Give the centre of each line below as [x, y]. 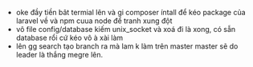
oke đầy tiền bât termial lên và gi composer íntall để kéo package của [131, 12]
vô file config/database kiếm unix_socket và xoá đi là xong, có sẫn [126, 29]
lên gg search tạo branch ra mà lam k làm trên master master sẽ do [127, 46]
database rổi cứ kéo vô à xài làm [69, 37]
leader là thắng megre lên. [59, 55]
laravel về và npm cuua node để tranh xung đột [94, 21]
